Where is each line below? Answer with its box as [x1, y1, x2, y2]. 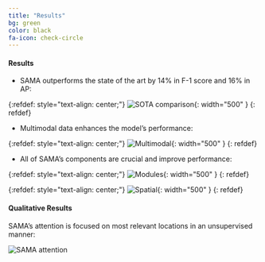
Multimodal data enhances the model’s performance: [19, 124, 193, 133]
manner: [8, 229, 36, 239]
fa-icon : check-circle [8, 33, 84, 42]
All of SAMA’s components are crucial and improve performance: [19, 154, 232, 164]
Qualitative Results [8, 203, 73, 213]
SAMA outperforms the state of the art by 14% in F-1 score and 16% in [19, 76, 251, 86]
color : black [8, 26, 52, 34]
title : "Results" [8, 11, 66, 20]
